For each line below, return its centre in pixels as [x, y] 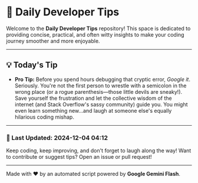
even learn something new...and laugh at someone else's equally [93, 110]
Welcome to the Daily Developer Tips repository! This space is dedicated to [98, 28]
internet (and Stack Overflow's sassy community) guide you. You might [101, 104]
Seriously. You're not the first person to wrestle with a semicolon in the [100, 86]
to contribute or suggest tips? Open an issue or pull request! [79, 157]
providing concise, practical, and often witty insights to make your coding [95, 34]
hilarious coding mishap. [44, 117]
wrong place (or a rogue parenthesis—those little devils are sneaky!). [98, 91]
